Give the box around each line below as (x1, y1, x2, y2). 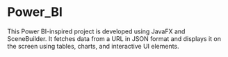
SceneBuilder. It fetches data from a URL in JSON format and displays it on (7, 34, 221, 42)
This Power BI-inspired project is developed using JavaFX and (7, 27, 186, 35)
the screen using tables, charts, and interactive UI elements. (7, 42, 179, 50)
